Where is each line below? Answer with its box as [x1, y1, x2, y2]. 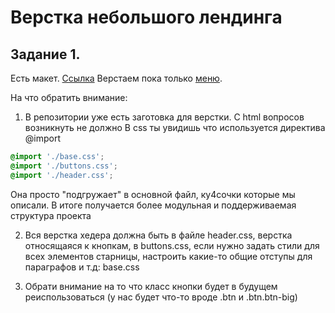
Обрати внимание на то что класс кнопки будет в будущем [24, 280, 278, 292]
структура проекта [10, 209, 92, 221]
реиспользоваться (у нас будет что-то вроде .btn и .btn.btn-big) [24, 291, 298, 303]
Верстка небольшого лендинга [10, 6, 283, 29]
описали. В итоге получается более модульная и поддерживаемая [10, 199, 297, 211]
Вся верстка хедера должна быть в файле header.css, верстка [24, 229, 293, 241]
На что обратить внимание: [10, 92, 128, 103]
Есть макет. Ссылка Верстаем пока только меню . [10, 72, 223, 84]
